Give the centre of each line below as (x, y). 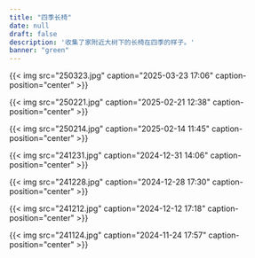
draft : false (33, 34)
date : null (29, 26)
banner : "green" (39, 51)
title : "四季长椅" (41, 17)
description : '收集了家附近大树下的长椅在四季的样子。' (102, 42)
